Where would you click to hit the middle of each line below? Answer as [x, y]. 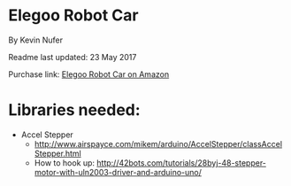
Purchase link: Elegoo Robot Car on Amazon [89, 74]
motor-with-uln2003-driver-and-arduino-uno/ [118, 172]
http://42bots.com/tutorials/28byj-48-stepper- [181, 163]
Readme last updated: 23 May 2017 [73, 57]
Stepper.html [57, 153]
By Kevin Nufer [36, 40]
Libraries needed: [74, 110]
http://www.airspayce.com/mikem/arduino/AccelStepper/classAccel [158, 143]
